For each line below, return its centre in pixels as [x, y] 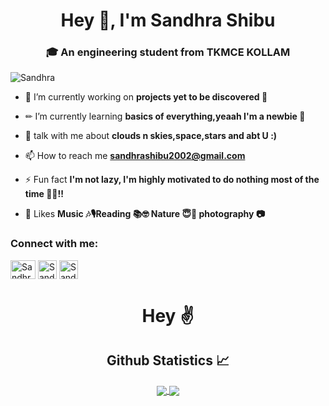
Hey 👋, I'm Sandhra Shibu [168, 20]
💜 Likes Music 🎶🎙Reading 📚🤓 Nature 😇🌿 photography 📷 [144, 214]
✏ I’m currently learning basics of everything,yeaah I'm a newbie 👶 [165, 116]
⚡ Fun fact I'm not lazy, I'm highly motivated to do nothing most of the [172, 180]
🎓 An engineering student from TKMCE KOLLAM [168, 52]
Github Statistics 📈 [168, 360]
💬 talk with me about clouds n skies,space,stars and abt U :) [151, 136]
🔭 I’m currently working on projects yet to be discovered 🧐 [146, 97]
